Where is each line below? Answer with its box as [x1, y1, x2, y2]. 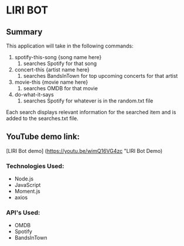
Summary [6, 27, 43, 37]
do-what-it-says [14, 91, 54, 98]
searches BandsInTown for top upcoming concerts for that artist [23, 73, 178, 79]
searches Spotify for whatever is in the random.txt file [23, 97, 154, 104]
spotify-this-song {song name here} [14, 54, 102, 60]
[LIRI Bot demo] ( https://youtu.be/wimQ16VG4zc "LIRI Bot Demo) [6, 147, 163, 154]
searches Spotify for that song [23, 60, 97, 67]
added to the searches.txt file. [6, 115, 79, 122]
